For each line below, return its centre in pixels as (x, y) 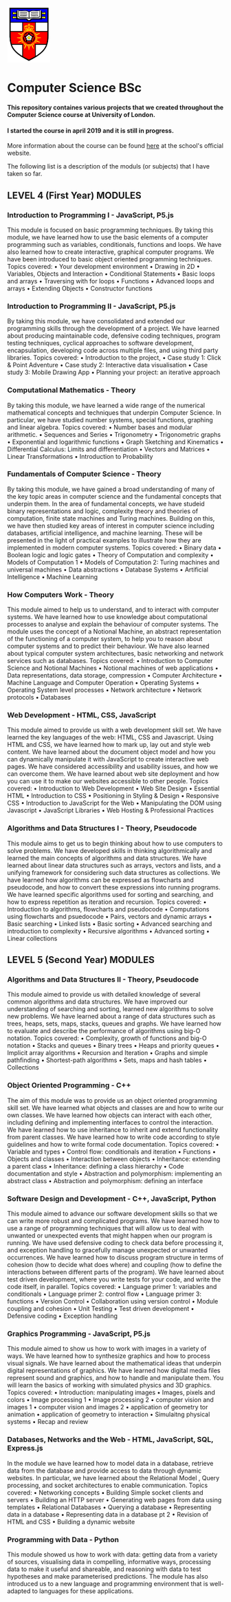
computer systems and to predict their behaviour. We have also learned (108, 646)
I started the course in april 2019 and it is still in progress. (90, 130)
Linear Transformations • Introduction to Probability (80, 456)
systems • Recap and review (48, 1422)
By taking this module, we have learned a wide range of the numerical (106, 405)
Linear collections (32, 938)
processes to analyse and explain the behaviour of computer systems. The (113, 625)
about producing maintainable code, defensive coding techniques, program (114, 336)
